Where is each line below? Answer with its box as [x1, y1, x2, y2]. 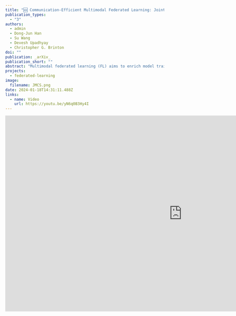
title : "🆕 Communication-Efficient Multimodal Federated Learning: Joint [5, 7, 165, 13]
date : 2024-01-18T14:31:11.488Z [5, 87, 73, 93]
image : [5, 78, 19, 83]
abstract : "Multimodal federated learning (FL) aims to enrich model [5, 64, 155, 69]
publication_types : [5, 12, 46, 17]
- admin [10, 26, 26, 31]
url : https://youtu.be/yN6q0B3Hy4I [14, 102, 89, 107]
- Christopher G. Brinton [10, 45, 65, 50]
